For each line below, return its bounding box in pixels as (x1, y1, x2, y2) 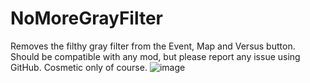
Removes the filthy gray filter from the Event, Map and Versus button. (10, 40, 296, 52)
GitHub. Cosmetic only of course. (10, 61, 148, 73)
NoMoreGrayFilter (10, 7, 163, 30)
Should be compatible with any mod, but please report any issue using (10, 50, 301, 62)
